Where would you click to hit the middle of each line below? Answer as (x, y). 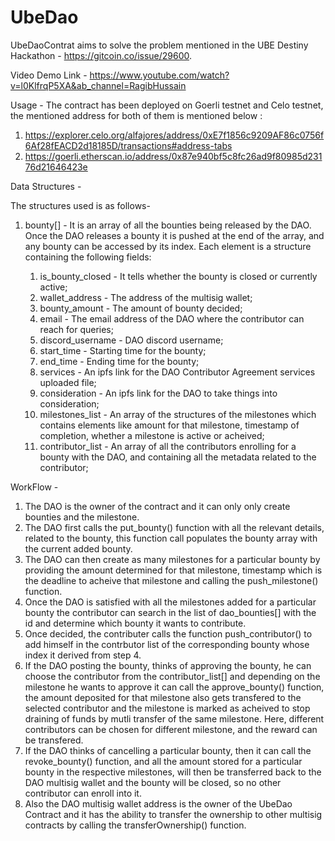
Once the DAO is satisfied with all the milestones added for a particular (170, 602)
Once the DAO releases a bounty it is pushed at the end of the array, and (174, 235)
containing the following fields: (88, 257)
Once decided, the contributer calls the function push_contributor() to (168, 633)
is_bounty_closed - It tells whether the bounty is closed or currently (178, 276)
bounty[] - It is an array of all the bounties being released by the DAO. (168, 225)
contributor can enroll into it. (83, 793)
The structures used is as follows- (80, 205)
